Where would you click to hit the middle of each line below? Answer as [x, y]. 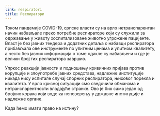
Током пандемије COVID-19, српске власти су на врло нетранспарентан [80, 28]
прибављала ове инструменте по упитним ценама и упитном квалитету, [80, 48]
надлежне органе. [24, 99]
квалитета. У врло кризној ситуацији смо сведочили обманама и [72, 83]
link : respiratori [24, 9]
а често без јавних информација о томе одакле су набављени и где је [77, 53]
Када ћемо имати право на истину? [42, 108]
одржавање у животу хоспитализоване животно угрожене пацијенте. [78, 38]
